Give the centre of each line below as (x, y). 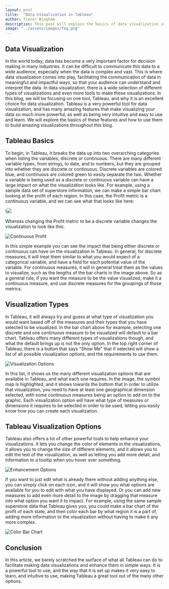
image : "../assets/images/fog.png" (43, 29)
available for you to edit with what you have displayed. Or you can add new (83, 490)
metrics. (14, 288)
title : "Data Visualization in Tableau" (49, 15)
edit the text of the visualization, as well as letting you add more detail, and (82, 455)
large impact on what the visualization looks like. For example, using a (77, 185)
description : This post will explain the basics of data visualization (82, 24)
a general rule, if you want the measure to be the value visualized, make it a (83, 278)
